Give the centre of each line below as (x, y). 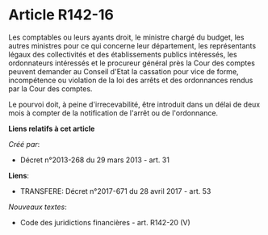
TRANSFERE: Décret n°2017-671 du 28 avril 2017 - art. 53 (115, 191)
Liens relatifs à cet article (52, 128)
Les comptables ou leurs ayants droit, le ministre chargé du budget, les (126, 37)
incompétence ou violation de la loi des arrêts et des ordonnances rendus (131, 80)
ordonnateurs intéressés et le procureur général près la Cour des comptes (132, 63)
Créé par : (24, 144)
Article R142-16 (61, 15)
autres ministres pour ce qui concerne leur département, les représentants (132, 45)
